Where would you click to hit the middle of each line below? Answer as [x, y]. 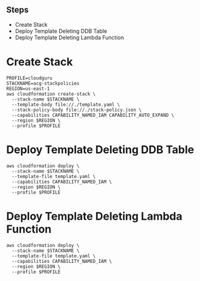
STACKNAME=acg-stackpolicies [43, 83]
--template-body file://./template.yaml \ [66, 104]
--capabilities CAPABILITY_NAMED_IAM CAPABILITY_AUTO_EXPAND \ [93, 115]
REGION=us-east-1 [28, 88]
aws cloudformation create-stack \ [51, 94]
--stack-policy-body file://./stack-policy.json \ [77, 110]
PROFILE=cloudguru [29, 78]
